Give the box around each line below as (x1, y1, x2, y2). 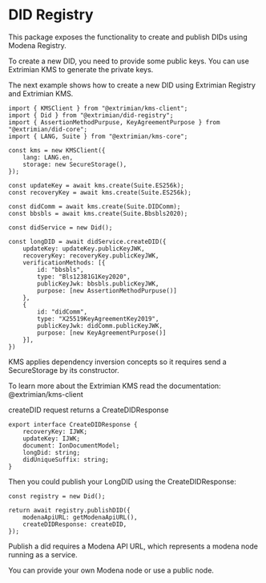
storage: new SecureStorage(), (22, 160, 127, 168)
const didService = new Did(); (8, 223, 113, 232)
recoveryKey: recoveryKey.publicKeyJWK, (22, 251, 159, 260)
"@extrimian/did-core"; (8, 125, 88, 133)
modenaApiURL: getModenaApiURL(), (22, 513, 138, 521)
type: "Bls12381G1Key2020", (37, 273, 131, 281)
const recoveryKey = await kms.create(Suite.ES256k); (8, 188, 192, 196)
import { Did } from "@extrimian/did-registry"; (8, 111, 174, 119)
